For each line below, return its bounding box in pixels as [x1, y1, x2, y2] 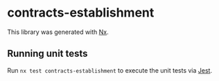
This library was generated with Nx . [7, 28, 109, 36]
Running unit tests [7, 48, 88, 60]
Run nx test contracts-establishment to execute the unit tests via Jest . [7, 66, 213, 74]
